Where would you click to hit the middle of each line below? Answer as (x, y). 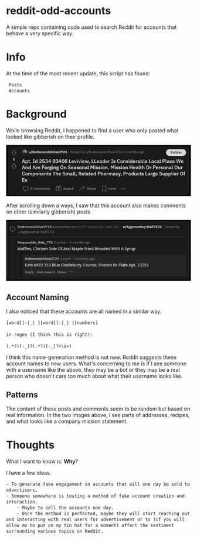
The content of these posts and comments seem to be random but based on (98, 409)
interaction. (22, 502)
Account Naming (38, 297)
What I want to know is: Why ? (42, 461)
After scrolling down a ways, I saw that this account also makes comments (96, 206)
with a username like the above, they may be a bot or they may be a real (93, 370)
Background (36, 114)
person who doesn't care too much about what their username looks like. (94, 376)
